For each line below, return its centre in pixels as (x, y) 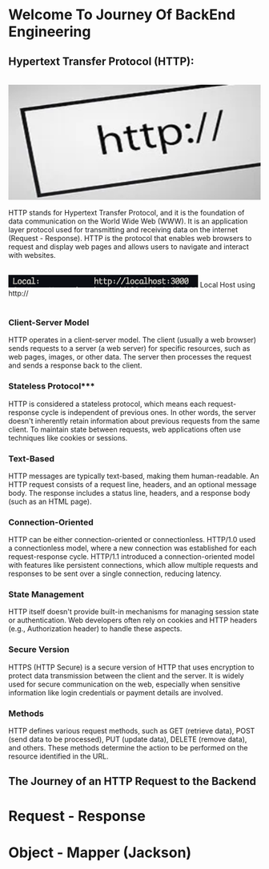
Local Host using (228, 285)
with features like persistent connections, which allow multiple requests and (133, 565)
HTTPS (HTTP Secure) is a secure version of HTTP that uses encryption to (131, 667)
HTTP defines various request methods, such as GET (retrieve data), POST (132, 731)
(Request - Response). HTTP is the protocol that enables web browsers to (130, 238)
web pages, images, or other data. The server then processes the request (130, 357)
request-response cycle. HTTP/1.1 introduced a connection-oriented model (131, 557)
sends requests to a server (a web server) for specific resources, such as (129, 348)
